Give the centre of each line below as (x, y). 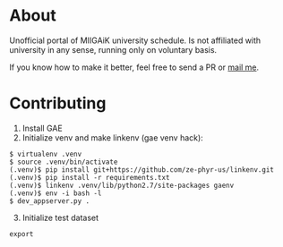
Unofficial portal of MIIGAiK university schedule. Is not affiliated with (135, 40)
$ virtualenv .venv (46, 154)
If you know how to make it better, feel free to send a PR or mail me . (134, 67)
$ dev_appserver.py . (50, 201)
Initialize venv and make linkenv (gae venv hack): (112, 137)
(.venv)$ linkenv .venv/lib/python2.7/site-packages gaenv (122, 185)
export (21, 234)
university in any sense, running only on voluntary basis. (113, 49)
